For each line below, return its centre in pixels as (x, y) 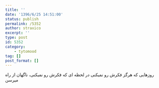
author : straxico (23, 28)
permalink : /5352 (23, 24)
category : (15, 47)
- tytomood (25, 51)
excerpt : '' (17, 33)
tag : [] (13, 56)
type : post (16, 38)
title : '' (15, 10)
